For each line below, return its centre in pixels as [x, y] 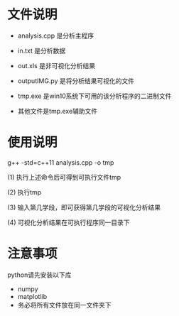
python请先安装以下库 [39, 275]
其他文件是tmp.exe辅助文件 [58, 111]
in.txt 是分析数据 [42, 50]
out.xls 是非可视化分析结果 [56, 65]
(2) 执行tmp [25, 192]
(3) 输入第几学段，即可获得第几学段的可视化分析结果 [84, 207]
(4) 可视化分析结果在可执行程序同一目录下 [69, 222]
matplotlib [32, 296]
